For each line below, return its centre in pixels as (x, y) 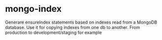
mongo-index (33, 9)
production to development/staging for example (53, 32)
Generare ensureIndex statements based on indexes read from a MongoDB (81, 22)
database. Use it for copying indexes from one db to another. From (73, 27)
